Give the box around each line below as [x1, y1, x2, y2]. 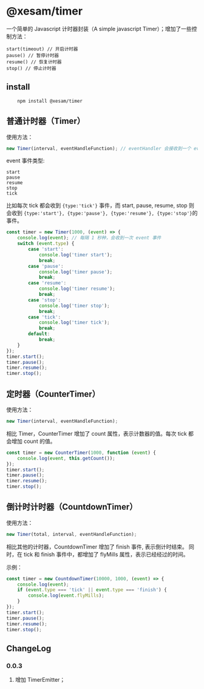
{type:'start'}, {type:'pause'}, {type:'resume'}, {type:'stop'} [23, 211, 192, 217]
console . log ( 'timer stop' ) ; [38, 303, 110, 309]
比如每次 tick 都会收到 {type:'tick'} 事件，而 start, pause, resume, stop [6, 202, 188, 209]
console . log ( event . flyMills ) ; [28, 592, 104, 599]
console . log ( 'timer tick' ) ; [38, 320, 110, 326]
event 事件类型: [6, 157, 45, 165]
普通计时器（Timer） [6, 116, 85, 126]
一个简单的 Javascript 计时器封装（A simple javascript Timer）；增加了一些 [6, 25, 192, 32]
